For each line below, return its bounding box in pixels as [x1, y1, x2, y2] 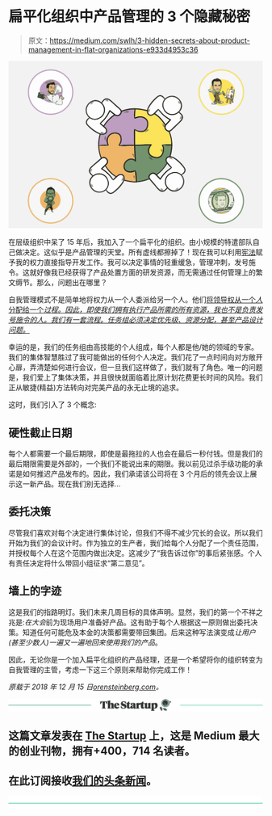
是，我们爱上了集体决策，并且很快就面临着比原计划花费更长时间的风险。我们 [8, 372, 263, 382]
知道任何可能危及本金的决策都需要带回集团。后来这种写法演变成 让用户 [22, 627, 256, 637]
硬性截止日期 [8, 426, 73, 440]
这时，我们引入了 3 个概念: [8, 400, 97, 410]
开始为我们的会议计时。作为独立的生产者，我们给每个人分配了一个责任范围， [8, 538, 263, 548]
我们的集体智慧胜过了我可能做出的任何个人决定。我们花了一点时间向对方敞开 [8, 352, 263, 362]
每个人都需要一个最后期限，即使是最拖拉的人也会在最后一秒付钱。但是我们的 [8, 448, 263, 458]
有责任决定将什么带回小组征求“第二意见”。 [8, 558, 149, 568]
